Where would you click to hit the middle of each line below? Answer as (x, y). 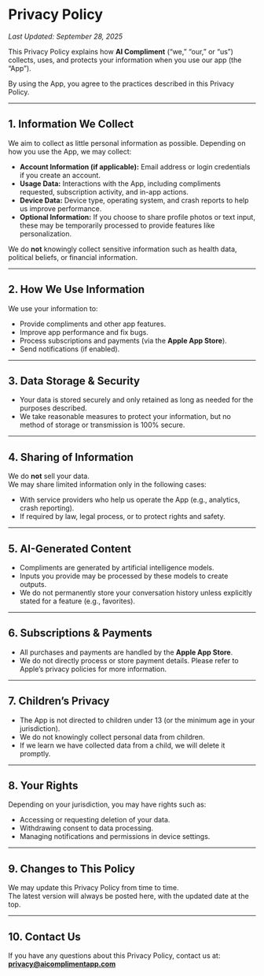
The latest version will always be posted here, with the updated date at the (128, 896)
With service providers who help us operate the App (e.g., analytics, (130, 500)
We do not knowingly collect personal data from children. (112, 737)
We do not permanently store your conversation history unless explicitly (136, 593)
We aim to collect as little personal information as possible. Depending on (127, 143)
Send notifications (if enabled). (70, 349)
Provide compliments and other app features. (93, 324)
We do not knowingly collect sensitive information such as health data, (123, 249)
